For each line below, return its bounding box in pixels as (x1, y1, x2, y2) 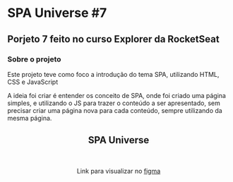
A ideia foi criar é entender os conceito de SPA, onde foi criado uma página (7, 91, 226, 99)
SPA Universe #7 (7, 5, 107, 21)
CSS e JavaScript (7, 78, 59, 86)
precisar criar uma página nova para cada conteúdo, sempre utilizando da (7, 106, 222, 114)
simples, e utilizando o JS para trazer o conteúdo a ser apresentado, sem (7, 99, 220, 107)
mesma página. (7, 114, 52, 122)
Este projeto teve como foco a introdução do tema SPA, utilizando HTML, (7, 70, 220, 78)
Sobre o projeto (7, 54, 61, 64)
